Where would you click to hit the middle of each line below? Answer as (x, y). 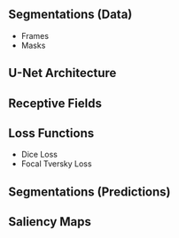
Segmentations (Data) (70, 15)
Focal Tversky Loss (56, 164)
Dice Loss (39, 155)
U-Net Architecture (62, 73)
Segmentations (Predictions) (89, 192)
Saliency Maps (50, 222)
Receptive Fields (55, 103)
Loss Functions (51, 133)
